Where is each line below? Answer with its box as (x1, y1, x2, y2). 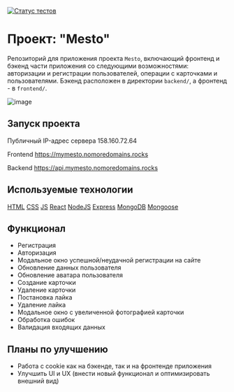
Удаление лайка (17, 301, 66, 309)
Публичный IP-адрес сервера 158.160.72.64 (7, 136, 138, 145)
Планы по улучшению (7, 343, 108, 355)
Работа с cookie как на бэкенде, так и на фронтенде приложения (17, 362, 212, 370)
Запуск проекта (7, 118, 80, 129)
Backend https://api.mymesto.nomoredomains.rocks (7, 163, 159, 171)
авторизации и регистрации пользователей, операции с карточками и (7, 69, 218, 77)
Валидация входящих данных (17, 323, 106, 332)
